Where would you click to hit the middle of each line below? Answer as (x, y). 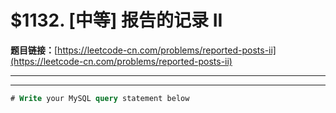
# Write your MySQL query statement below (100, 98)
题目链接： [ (34, 50)
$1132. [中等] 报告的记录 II (116, 20)
